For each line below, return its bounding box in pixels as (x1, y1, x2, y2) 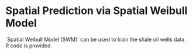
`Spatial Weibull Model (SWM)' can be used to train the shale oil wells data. (5, 36, 187, 43)
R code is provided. (5, 42, 53, 49)
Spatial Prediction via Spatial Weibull (5, 4, 188, 18)
